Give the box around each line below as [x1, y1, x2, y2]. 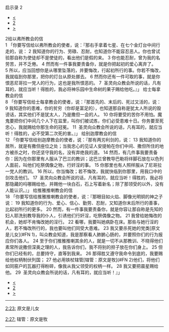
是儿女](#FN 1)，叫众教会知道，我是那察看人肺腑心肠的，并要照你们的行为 [5, 231, 158, 238]
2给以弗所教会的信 [5, 36, 44, 41]
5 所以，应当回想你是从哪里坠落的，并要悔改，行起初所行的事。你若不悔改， [5, 67, 163, 73]
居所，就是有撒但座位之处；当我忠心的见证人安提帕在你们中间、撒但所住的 [5, 143, 159, 149]
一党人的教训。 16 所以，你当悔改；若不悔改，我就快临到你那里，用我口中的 [5, 168, 162, 174]
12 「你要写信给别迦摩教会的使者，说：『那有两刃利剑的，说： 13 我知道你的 [5, 137, 161, 143]
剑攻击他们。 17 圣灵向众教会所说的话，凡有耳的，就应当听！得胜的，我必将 [5, 175, 163, 180]
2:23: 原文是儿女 [5, 305, 39, 311]
